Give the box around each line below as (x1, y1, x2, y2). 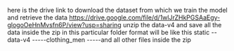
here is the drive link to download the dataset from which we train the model (7, 6, 228, 14)
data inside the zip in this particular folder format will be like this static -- (7, 28, 218, 36)
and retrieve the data (7, 13, 68, 22)
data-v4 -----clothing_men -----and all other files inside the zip (7, 36, 192, 44)
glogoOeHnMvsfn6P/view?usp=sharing (7, 21, 122, 29)
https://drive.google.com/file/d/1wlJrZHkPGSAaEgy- (69, 13, 221, 22)
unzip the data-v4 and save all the (122, 21, 222, 29)
